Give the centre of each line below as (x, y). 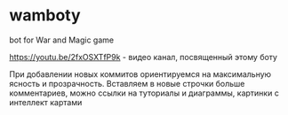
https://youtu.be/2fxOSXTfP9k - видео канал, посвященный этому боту (144, 57)
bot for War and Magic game (61, 40)
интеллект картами (46, 102)
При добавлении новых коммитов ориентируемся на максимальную (140, 74)
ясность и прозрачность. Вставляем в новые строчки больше (127, 83)
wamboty (45, 15)
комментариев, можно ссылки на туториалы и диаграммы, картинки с (144, 93)
